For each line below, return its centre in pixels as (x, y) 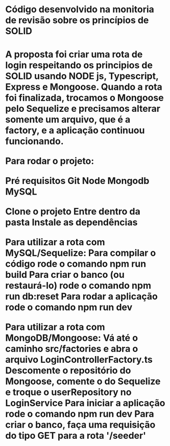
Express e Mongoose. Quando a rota (84, 87)
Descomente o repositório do (68, 371)
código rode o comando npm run (76, 264)
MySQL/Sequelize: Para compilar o (81, 253)
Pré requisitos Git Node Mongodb (77, 181)
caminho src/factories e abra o (72, 349)
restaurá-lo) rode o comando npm (78, 286)
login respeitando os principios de (79, 65)
